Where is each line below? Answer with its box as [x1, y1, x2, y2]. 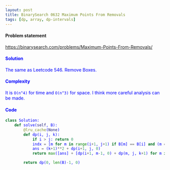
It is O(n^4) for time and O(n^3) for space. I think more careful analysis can [5, 89, 160, 95]
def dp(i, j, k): [23, 132, 60, 137]
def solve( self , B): [14, 123, 58, 128]
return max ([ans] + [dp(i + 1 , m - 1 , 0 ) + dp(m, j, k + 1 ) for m [32, 151, 162, 156]
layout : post [5, 7, 33, 13]
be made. [5, 95, 25, 101]
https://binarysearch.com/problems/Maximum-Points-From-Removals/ [5, 44, 153, 50]
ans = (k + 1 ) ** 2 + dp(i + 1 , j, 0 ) [32, 146, 101, 151]
